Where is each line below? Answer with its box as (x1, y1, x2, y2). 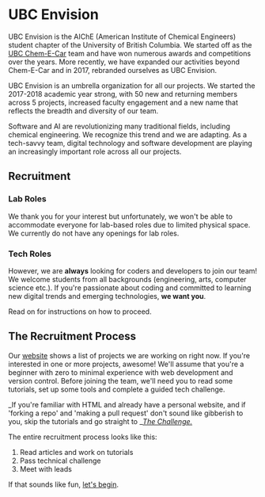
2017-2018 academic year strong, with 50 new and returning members (8, 89, 238, 98)
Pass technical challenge (19, 456, 101, 465)
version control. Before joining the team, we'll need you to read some (8, 376, 233, 385)
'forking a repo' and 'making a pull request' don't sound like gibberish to (8, 408, 244, 418)
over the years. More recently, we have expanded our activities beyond (8, 57, 240, 67)
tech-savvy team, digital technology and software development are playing (8, 138, 253, 147)
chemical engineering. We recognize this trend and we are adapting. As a (8, 129, 248, 140)
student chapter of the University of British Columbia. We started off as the (8, 40, 252, 49)
